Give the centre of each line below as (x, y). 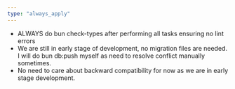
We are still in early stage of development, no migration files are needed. (122, 48)
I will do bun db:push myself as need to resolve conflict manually (111, 56)
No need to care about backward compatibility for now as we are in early (123, 70)
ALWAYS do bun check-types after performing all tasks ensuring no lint (121, 33)
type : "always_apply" (39, 14)
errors (26, 41)
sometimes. (34, 63)
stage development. (46, 78)
